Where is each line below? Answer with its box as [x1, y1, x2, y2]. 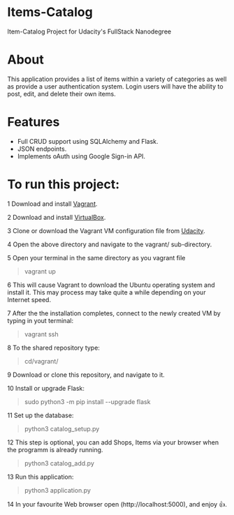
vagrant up [24, 267, 56, 276]
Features [7, 114, 60, 130]
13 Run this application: [7, 472, 74, 481]
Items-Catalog [7, 4, 93, 20]
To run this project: [7, 177, 120, 192]
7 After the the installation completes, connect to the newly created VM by [7, 308, 221, 318]
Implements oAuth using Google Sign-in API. [17, 151, 145, 161]
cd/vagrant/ [24, 357, 59, 365]
